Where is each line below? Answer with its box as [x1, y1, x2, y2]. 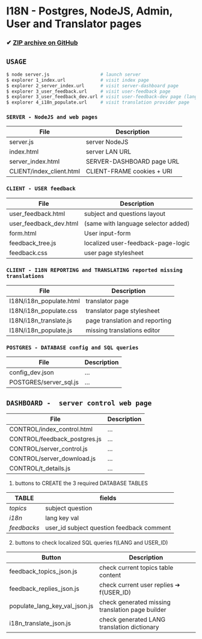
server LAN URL [85, 147, 131, 156]
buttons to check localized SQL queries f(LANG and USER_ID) [14, 539, 168, 546]
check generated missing [99, 598, 171, 607]
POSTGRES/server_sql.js [9, 378, 79, 386]
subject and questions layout [84, 209, 165, 218]
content [99, 571, 121, 579]
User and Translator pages [6, 17, 142, 31]
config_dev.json [9, 368, 54, 377]
